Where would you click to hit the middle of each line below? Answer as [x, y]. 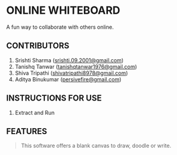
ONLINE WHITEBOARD [63, 10]
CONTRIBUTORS [38, 46]
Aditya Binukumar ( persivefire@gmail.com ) [68, 79]
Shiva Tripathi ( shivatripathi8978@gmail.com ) [71, 73]
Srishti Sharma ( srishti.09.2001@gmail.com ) [69, 60]
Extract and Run [35, 113]
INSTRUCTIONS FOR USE [54, 98]
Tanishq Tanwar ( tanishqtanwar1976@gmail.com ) [76, 66]
